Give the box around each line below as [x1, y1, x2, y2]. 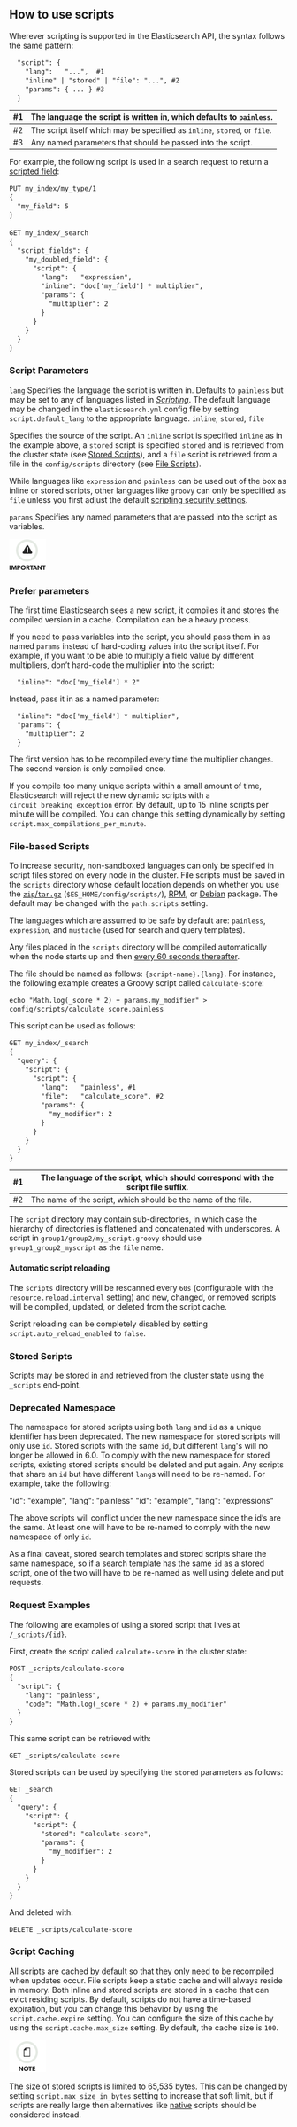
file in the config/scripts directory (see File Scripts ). [9, 458, 202, 469]
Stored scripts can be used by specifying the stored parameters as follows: [9, 1766, 284, 1777]
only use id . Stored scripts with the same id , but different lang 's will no [9, 1441, 268, 1451]
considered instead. [9, 2109, 82, 2120]
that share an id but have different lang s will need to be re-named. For [9, 1469, 265, 1480]
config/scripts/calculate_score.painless [9, 1005, 164, 1014]
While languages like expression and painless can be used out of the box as [9, 475, 287, 486]
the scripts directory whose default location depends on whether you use [9, 880, 280, 890]
